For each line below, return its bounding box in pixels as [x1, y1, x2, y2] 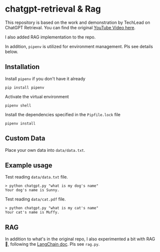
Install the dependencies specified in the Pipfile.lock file [5, 111, 121, 117]
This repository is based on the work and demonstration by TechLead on [5, 19, 150, 25]
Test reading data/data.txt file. [5, 174, 68, 180]
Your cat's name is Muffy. [5, 210, 60, 215]
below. [5, 49, 18, 54]
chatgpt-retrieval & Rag [5, 3, 101, 15]
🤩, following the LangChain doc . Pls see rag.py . [5, 241, 100, 247]
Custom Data [5, 134, 46, 143]
